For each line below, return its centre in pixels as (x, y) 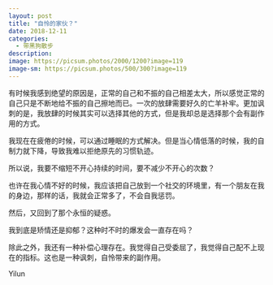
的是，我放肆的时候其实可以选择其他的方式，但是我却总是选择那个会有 (132, 113)
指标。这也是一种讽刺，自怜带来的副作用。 (93, 257)
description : (30, 54)
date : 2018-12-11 (38, 31)
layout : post (30, 16)
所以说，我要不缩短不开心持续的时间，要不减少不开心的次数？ (112, 168)
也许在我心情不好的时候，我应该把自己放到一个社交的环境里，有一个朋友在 (133, 185)
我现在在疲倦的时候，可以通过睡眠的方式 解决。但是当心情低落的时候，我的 (133, 140)
